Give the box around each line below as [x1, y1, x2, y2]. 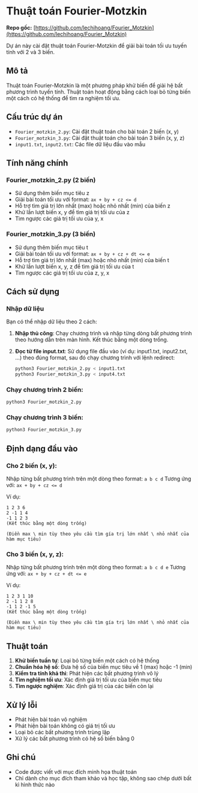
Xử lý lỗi [6, 700, 38, 710]
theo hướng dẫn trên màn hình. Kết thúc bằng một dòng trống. [14, 336, 169, 343]
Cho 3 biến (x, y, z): [6, 550, 64, 558]
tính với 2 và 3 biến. [6, 48, 55, 55]
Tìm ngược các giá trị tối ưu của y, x [14, 215, 104, 223]
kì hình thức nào [14, 781, 55, 788]
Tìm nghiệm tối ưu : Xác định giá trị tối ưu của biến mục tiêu [14, 676, 163, 683]
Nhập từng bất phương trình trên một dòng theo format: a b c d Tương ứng [6, 475, 191, 482]
